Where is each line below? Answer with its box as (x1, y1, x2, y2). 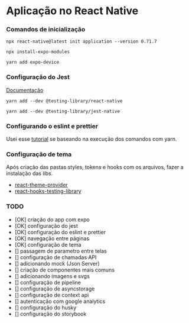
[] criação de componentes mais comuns (14, 266, 115, 273)
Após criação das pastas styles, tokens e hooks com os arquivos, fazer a (6, 164, 184, 171)
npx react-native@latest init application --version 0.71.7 (6, 38, 158, 45)
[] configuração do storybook (14, 310, 87, 317)
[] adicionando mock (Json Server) (14, 260, 100, 267)
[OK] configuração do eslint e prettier (14, 228, 106, 235)
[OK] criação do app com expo (14, 216, 90, 223)
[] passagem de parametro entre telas (14, 247, 107, 254)
